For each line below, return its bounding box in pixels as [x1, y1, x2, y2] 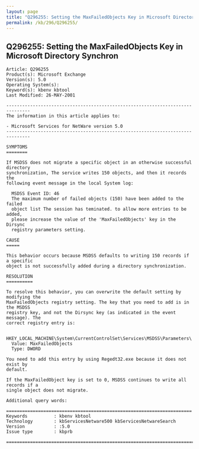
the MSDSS [6, 305, 31, 311]
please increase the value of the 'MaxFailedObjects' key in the [11, 217, 176, 222]
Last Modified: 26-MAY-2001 [6, 92, 76, 98]
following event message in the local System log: [6, 180, 134, 186]
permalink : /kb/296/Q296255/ [6, 20, 78, 25]
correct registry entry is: [6, 320, 76, 326]
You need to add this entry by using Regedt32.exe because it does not [6, 356, 187, 363]
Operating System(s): [6, 82, 60, 88]
